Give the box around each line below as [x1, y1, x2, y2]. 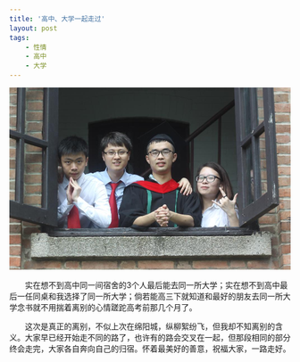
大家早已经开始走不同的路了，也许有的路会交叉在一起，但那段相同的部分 [24, 333, 291, 343]
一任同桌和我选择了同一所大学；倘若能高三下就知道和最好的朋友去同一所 [16, 291, 283, 302]
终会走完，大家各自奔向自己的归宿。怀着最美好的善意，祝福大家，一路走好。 [9, 343, 291, 354]
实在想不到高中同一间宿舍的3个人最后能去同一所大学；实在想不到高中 [25, 280, 280, 291]
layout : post [9, 23, 58, 33]
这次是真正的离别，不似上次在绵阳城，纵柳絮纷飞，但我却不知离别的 [25, 321, 275, 332]
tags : [9, 33, 29, 42]
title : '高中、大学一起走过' [9, 14, 105, 23]
